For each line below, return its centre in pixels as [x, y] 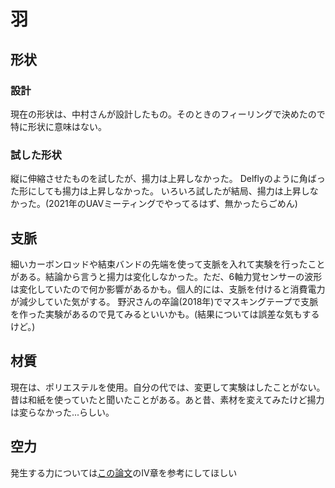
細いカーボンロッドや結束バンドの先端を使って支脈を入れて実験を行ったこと [168, 264]
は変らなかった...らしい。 [62, 412]
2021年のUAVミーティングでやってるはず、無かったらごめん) [173, 204]
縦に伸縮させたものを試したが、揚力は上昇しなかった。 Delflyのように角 [159, 179]
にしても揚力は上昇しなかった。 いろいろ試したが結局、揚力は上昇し [168, 191]
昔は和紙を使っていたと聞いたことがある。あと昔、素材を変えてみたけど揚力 [167, 399]
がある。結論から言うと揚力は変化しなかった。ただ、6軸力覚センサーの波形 [166, 276]
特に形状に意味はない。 [58, 126]
